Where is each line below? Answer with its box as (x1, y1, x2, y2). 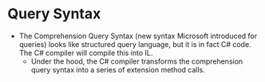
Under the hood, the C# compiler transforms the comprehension (30, 57, 243, 66)
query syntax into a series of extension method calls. (30, 64, 205, 74)
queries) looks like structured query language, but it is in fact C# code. (18, 39, 252, 49)
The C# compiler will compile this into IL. (18, 48, 153, 57)
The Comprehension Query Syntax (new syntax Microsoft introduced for (18, 31, 258, 41)
